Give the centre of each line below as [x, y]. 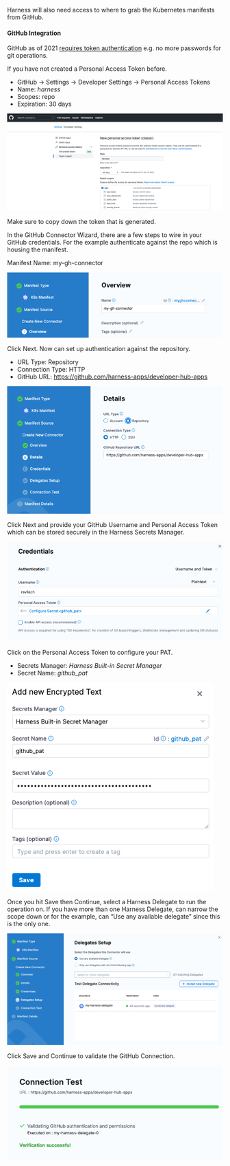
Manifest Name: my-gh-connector [55, 263]
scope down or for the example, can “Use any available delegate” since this [114, 917]
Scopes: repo [36, 97]
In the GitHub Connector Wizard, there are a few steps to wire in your [105, 235]
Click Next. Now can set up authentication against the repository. [99, 348]
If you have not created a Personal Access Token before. [87, 69]
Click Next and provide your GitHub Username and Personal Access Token [112, 524]
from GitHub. [25, 17]
